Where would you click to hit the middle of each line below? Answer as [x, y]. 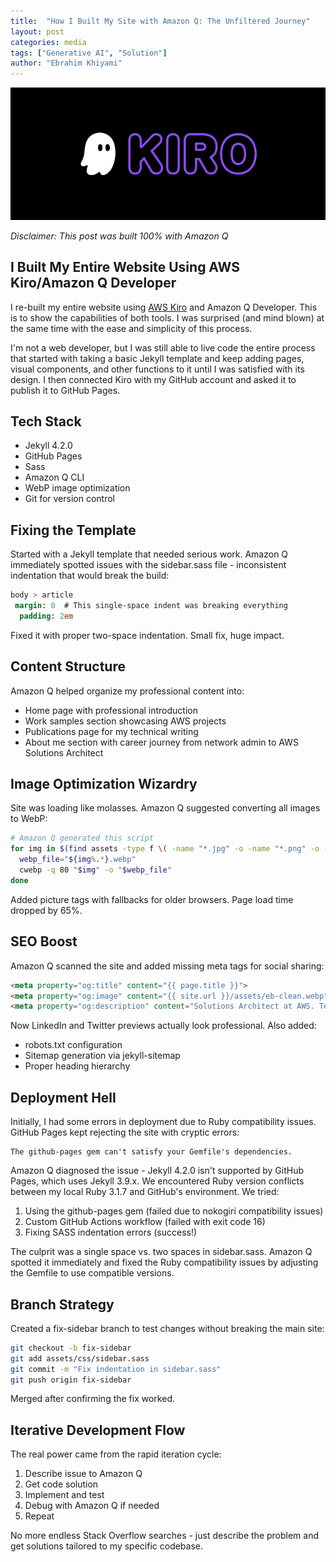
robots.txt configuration [73, 1045]
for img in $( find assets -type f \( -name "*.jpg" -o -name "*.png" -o [165, 849]
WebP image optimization [77, 488]
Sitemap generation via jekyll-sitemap [102, 1056]
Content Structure [68, 666]
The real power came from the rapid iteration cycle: [116, 1454]
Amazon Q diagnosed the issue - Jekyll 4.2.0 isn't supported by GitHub [157, 1171]
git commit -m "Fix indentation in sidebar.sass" [116, 1369]
